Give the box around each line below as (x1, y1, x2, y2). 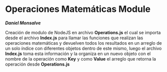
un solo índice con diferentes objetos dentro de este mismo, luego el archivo (5, 45, 162, 51)
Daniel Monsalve (5, 20, 41, 26)
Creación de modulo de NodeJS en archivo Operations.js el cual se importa (5, 29, 161, 35)
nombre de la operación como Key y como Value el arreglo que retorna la (5, 56, 157, 62)
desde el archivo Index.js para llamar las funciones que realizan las (5, 35, 143, 41)
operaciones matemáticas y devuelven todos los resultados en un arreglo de (5, 40, 162, 46)
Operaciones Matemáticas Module (5, 3, 151, 15)
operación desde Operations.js (5, 61, 70, 67)
